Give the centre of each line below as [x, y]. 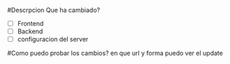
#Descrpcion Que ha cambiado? [53, 10]
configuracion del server [53, 39]
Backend [30, 31]
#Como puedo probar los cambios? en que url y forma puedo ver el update [115, 53]
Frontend [30, 23]
